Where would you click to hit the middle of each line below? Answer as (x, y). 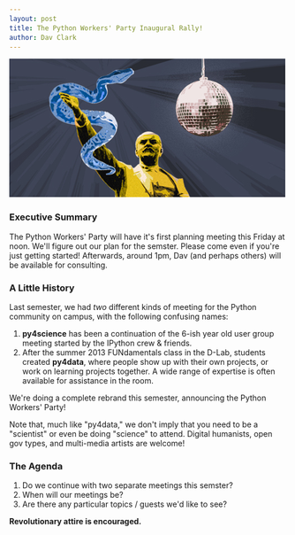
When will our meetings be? (72, 495)
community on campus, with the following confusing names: (119, 316)
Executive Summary (53, 217)
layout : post (33, 19)
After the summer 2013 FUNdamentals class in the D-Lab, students (144, 352)
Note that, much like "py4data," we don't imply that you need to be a (134, 424)
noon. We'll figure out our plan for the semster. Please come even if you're (144, 246)
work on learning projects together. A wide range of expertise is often (148, 371)
